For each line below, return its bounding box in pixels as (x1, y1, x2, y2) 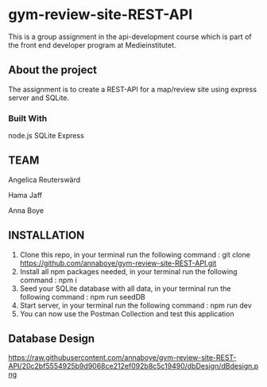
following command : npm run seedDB (19, 292, 145, 301)
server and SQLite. (8, 93, 70, 103)
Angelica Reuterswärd (8, 175, 81, 184)
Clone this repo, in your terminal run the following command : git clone (19, 250, 250, 259)
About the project (8, 64, 98, 77)
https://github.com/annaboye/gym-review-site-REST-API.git (19, 258, 217, 268)
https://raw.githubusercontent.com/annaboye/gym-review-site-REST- (8, 353, 237, 362)
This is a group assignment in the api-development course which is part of (8, 32, 252, 41)
